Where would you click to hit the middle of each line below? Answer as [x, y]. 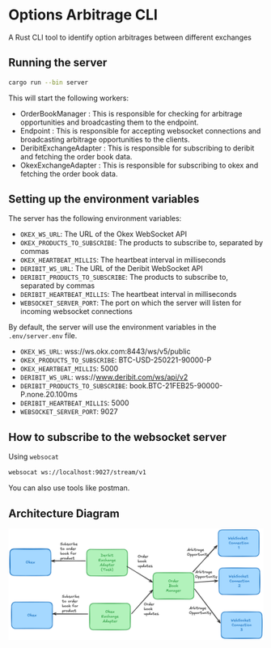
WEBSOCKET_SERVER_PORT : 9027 [69, 412]
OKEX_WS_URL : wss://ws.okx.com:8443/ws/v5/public [105, 352]
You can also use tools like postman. [69, 488]
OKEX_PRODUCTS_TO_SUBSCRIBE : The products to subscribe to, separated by [142, 243]
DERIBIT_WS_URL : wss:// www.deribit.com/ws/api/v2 [104, 377]
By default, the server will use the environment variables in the [112, 327]
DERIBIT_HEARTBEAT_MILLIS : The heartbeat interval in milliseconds [128, 294]
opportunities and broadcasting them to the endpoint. [109, 122]
